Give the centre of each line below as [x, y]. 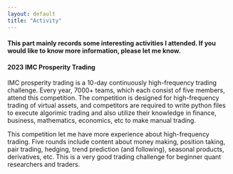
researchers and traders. [44, 165]
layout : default [31, 14]
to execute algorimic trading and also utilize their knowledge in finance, [112, 113]
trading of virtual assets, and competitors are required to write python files [116, 105]
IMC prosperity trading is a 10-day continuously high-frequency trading [112, 83]
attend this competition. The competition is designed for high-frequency [113, 98]
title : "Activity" [35, 21]
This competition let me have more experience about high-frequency [109, 134]
